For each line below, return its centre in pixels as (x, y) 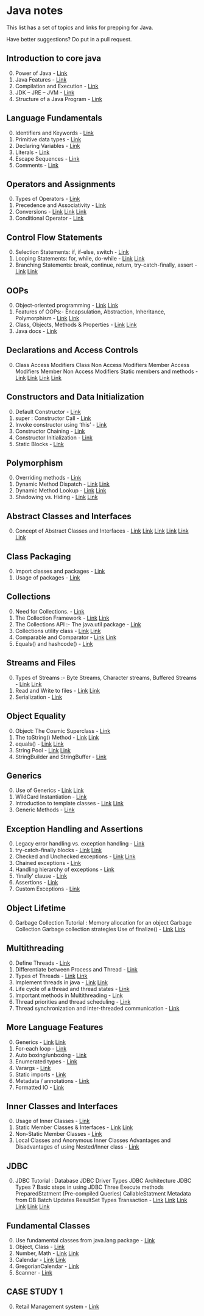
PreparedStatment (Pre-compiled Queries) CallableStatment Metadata (103, 1194)
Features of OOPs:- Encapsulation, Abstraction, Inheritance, (90, 312)
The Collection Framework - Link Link (62, 618)
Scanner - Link (34, 1272)
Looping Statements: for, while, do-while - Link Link (80, 259)
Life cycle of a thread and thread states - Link (72, 989)
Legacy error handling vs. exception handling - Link (80, 844)
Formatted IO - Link (40, 1087)
